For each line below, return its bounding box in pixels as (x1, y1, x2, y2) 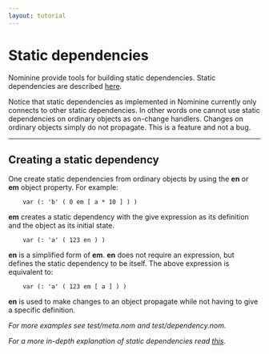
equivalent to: (8, 268, 54, 277)
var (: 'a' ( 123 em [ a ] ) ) (22, 283, 127, 291)
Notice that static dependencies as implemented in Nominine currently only (8, 97, 257, 107)
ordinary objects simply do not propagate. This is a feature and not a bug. (8, 122, 251, 132)
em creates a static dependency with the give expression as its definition (8, 212, 250, 222)
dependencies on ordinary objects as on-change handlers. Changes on (8, 114, 244, 123)
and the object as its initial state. (8, 221, 114, 231)
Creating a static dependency (8, 153, 159, 167)
